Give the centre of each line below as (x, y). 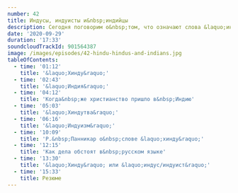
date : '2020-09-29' (36, 34)
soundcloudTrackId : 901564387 (52, 47)
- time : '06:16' (38, 119)
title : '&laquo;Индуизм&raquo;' (68, 125)
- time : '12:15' (38, 146)
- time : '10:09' (38, 132)
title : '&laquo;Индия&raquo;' (65, 86)
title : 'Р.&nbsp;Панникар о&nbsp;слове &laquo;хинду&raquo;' (112, 139)
